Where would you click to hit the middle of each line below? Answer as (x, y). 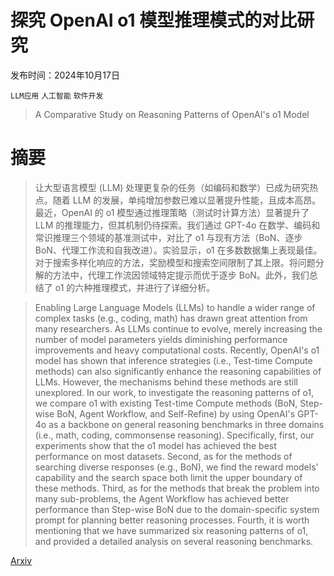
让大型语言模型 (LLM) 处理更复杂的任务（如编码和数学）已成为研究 (172, 187)
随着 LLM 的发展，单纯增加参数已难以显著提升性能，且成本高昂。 (187, 200)
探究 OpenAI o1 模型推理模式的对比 (154, 20)
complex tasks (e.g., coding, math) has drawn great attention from (171, 318)
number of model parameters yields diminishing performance (161, 339)
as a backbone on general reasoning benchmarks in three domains (186, 424)
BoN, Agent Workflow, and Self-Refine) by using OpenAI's (176, 413)
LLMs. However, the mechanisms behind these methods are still (166, 382)
